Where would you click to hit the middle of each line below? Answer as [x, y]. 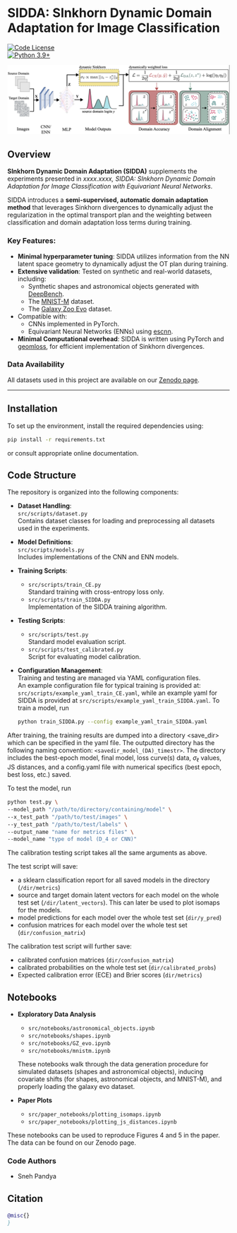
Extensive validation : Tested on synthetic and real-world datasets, [115, 271]
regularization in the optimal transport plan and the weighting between [109, 215]
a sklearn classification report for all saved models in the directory [114, 880]
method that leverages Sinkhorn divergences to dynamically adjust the [110, 208]
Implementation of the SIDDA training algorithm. [97, 607]
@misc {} [19, 1216]
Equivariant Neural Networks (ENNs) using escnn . [101, 331]
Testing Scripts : [41, 621]
